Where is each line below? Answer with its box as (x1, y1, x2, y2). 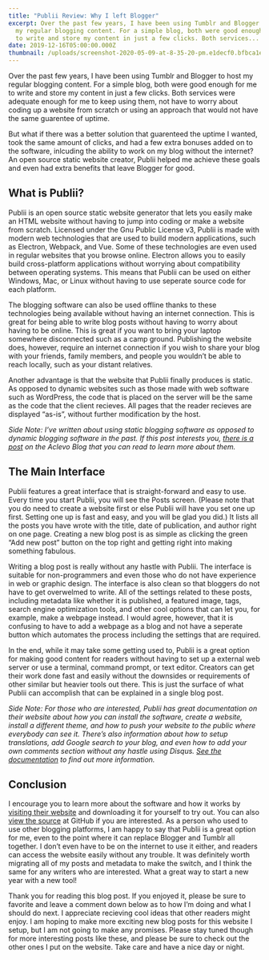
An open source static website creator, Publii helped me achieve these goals (8, 155, 260, 164)
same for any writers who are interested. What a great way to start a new (8, 867, 249, 877)
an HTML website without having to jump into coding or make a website (8, 216, 245, 225)
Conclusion (8, 778, 67, 792)
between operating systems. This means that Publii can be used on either (8, 267, 251, 277)
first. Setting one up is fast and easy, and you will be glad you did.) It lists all (8, 512, 259, 521)
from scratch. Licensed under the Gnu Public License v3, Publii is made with (8, 225, 260, 234)
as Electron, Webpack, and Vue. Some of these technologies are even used (8, 241, 257, 251)
